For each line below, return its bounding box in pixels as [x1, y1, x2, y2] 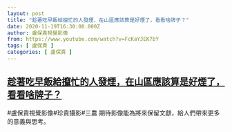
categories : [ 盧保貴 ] [7, 49, 72, 56]
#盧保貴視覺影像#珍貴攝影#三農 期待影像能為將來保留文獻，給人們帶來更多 [7, 109, 220, 117]
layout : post [7, 10, 45, 17]
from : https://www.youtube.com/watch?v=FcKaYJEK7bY [7, 36, 159, 43]
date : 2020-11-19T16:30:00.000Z [7, 23, 100, 30]
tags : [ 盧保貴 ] [7, 42, 54, 49]
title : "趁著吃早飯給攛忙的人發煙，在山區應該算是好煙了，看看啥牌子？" [7, 17, 190, 23]
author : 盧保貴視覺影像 [7, 29, 68, 37]
